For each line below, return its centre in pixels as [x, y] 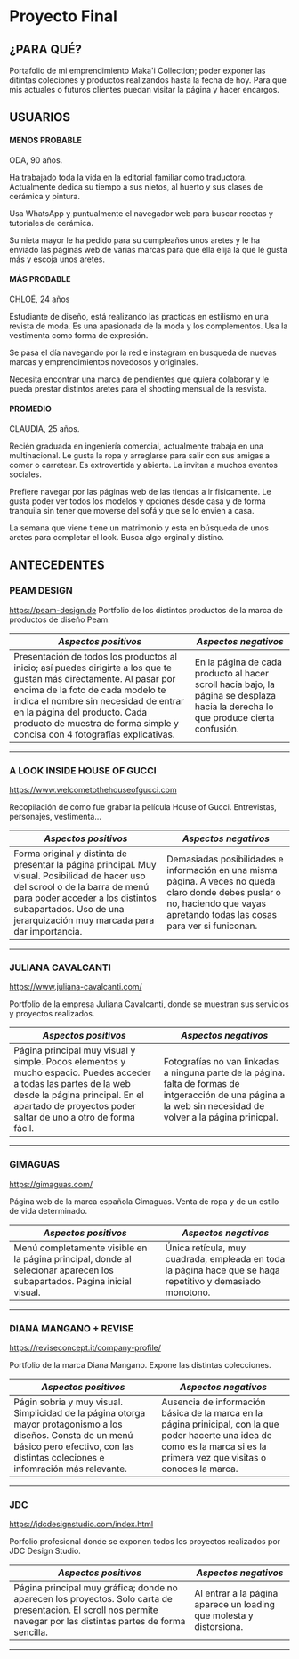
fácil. [24, 1129]
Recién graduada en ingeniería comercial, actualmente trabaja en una [137, 446]
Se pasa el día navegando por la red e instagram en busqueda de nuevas [143, 352]
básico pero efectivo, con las [74, 1446]
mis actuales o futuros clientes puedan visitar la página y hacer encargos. [145, 89]
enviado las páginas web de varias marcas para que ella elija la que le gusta [148, 249]
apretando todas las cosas [222, 914]
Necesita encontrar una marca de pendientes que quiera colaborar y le [139, 379]
